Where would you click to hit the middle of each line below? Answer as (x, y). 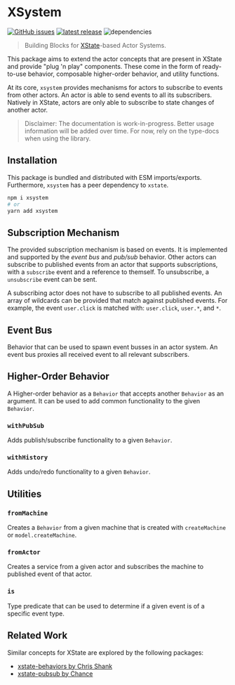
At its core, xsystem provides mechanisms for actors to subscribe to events (115, 87)
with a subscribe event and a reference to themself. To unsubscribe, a (108, 272)
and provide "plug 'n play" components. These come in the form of (104, 66)
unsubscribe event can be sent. (52, 280)
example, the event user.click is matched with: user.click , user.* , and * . (114, 308)
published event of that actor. (50, 574)
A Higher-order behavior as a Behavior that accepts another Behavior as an (116, 393)
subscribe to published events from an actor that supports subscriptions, (113, 265)
